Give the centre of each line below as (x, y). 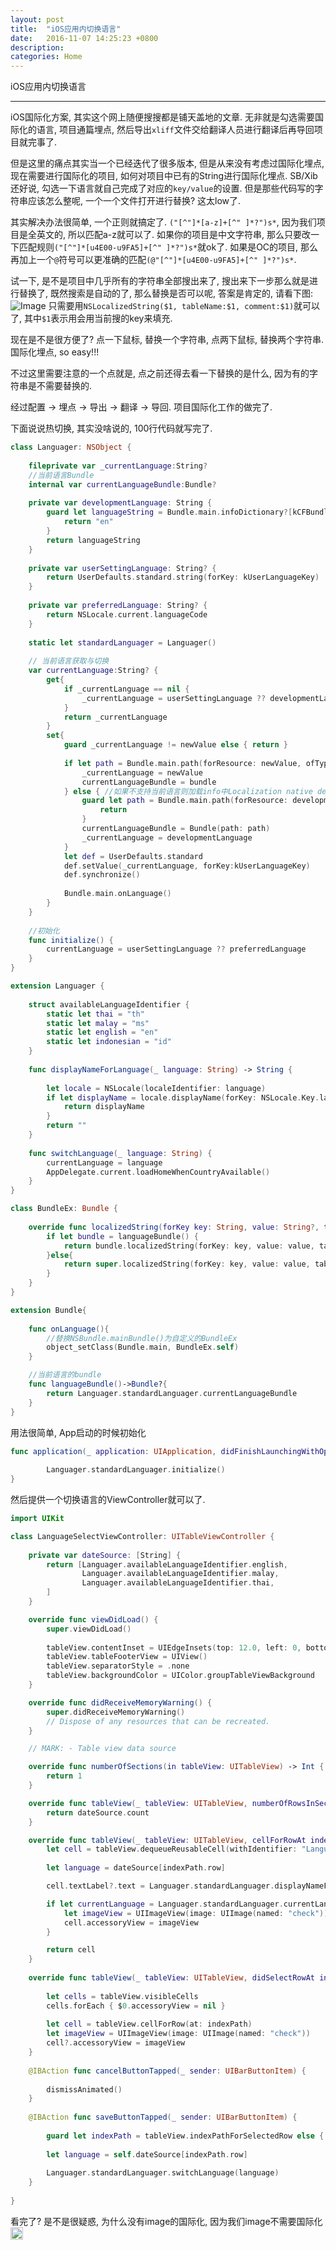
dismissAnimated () (84, 2089)
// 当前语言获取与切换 (69, 661)
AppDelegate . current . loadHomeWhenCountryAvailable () (158, 1172)
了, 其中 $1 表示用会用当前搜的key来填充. (91, 318)
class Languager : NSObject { (71, 447)
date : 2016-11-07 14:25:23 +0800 (84, 38)
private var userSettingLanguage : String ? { (122, 568)
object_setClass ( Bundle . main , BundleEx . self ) (143, 1347)
